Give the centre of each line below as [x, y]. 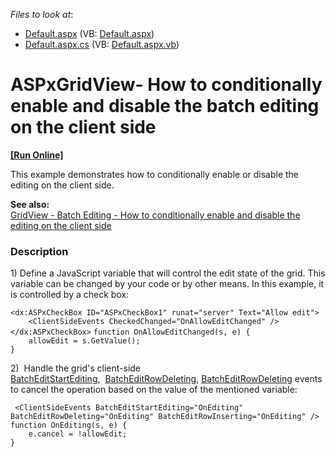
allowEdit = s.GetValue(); [84, 341]
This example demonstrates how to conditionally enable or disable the [155, 174]
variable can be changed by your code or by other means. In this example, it [167, 284]
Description [39, 251]
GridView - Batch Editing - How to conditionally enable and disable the [155, 215]
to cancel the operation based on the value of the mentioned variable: [154, 390]
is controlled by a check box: [70, 295]
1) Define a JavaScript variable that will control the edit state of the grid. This [168, 273]
